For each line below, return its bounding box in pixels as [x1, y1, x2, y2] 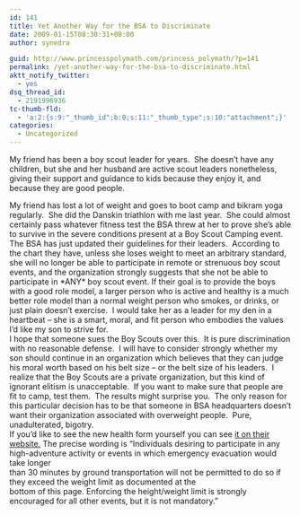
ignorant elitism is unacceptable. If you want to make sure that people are [9, 381, 284, 391]
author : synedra [9, 38, 70, 48]
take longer [9, 458, 52, 467]
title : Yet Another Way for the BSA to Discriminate [9, 22, 211, 31]
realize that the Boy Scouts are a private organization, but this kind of [9, 371, 265, 382]
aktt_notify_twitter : [9, 71, 91, 81]
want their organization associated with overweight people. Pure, [9, 410, 252, 420]
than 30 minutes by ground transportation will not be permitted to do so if [9, 467, 281, 477]
